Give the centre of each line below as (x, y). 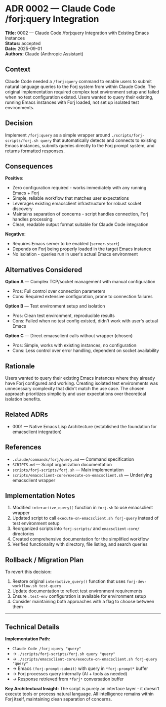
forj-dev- (137, 582)
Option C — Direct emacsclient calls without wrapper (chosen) (69, 336)
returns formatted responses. (35, 151)
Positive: (14, 178)
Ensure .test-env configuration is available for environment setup (79, 596)
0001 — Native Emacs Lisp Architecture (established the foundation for (84, 426)
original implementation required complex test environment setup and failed (82, 91)
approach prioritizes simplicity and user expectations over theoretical (76, 394)
